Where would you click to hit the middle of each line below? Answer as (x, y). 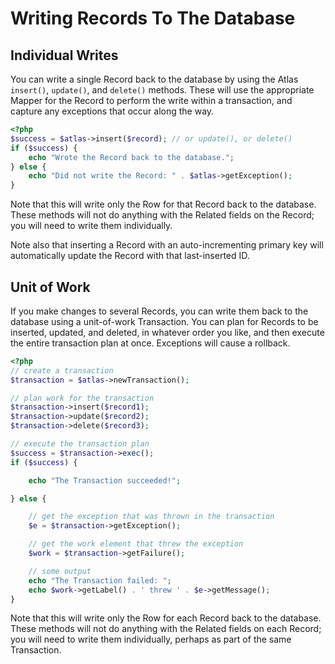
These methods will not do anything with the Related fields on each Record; (166, 629)
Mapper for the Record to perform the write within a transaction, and (151, 100)
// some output (60, 571)
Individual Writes (64, 55)
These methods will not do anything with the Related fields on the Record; (162, 215)
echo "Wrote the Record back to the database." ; (131, 157)
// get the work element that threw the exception (136, 544)
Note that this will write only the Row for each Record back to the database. (166, 618)
